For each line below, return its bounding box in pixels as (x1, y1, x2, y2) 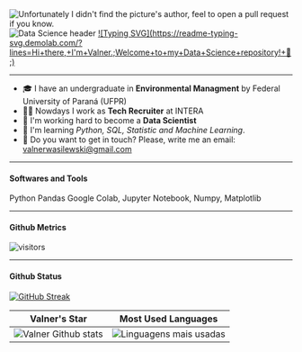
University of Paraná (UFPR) (22, 96, 128, 106)
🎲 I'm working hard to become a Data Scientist (22, 115, 197, 125)
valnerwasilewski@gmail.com (22, 144, 132, 154)
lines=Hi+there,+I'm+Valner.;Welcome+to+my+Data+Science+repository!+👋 (9, 47, 292, 58)
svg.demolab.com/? (9, 38, 83, 48)
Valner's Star (30, 312, 87, 325)
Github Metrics (9, 221, 67, 232)
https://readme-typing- (152, 28, 238, 39)
